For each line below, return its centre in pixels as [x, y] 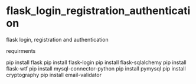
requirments [21, 51]
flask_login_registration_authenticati [98, 11]
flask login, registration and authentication [57, 39]
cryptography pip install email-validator [54, 75]
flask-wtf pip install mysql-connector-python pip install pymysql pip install [96, 68]
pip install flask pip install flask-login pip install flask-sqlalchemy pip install [97, 62]
